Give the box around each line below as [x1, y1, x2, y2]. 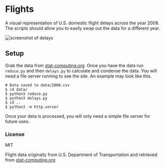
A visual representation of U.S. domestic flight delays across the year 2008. [5, 20, 160, 26]
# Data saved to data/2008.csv [5, 83, 70, 87]
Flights [5, 3, 34, 15]
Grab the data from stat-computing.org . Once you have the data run [5, 62, 144, 68]
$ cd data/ [5, 87, 28, 92]
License [5, 131, 25, 138]
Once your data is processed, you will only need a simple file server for [5, 113, 151, 119]
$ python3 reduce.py [5, 91, 48, 96]
